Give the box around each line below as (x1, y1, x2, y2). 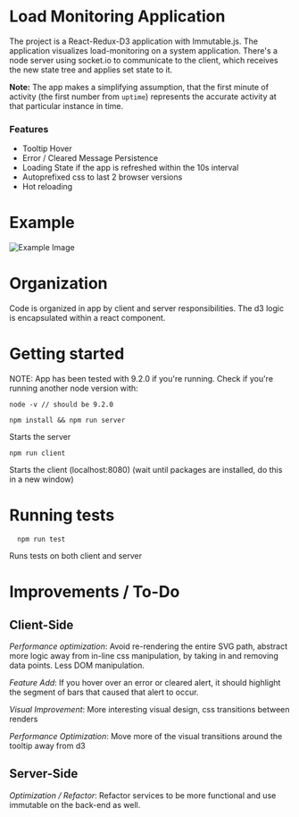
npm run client (9, 449, 66, 458)
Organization (9, 274, 108, 294)
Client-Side (9, 617, 74, 632)
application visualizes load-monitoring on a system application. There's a (9, 45, 278, 55)
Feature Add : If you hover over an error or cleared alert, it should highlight (9, 677, 281, 687)
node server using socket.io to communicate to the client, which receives (9, 55, 278, 65)
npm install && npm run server (9, 416, 126, 425)
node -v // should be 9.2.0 (9, 400, 114, 409)
